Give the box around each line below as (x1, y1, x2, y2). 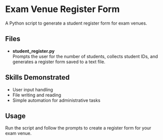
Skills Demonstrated (5, 73, 70, 82)
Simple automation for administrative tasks (12, 97, 101, 103)
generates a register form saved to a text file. (12, 59, 105, 65)
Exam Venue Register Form (5, 4, 120, 15)
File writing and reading (12, 92, 61, 98)
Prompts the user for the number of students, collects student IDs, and (12, 53, 158, 59)
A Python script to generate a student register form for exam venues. (5, 20, 147, 26)
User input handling (12, 86, 53, 92)
